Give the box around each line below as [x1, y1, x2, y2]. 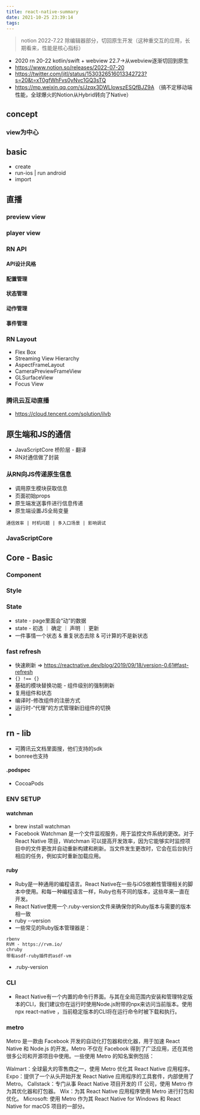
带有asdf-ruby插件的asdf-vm [6, 953, 72, 959]
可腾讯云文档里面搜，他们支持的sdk [14, 745, 103, 752]
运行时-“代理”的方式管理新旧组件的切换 [14, 704, 111, 712]
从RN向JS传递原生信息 [6, 470, 72, 478]
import [14, 175, 32, 183]
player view [6, 229, 41, 237]
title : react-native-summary [6, 8, 79, 15]
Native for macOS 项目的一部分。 [6, 1102, 88, 1110]
